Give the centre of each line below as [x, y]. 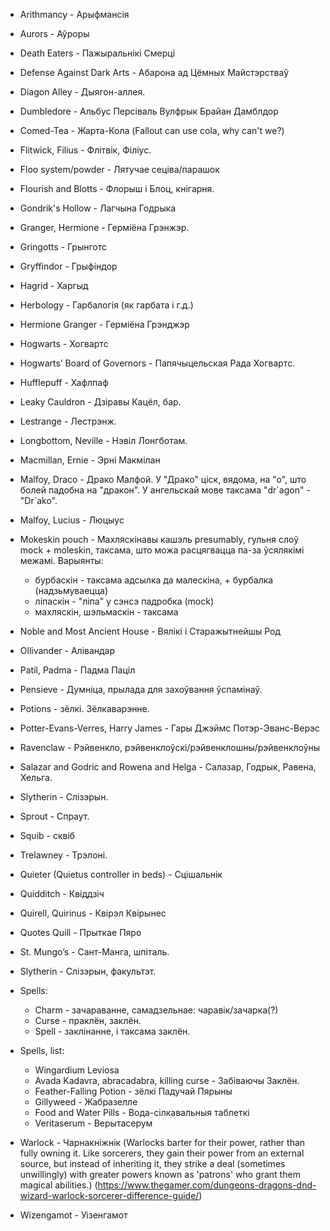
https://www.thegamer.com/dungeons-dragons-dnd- [207, 1185]
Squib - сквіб [47, 835]
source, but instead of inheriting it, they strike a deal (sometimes [152, 1163]
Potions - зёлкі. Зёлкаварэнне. [84, 708]
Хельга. [36, 777]
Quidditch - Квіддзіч [62, 893]
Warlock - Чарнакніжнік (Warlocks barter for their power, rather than [162, 1142]
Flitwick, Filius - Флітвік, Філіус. [85, 150]
